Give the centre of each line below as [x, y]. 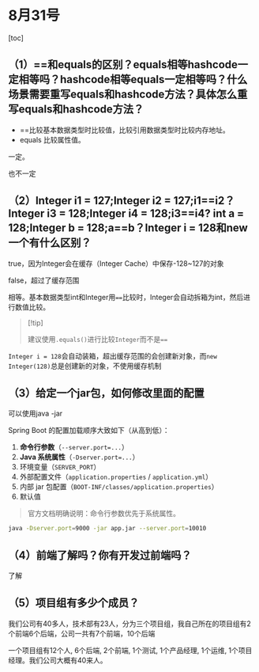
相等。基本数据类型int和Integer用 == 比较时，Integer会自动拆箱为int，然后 [126, 297]
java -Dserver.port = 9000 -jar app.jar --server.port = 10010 [107, 529]
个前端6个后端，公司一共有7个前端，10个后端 [82, 633]
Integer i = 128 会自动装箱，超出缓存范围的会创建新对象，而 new [113, 355]
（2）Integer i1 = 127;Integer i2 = [90, 201]
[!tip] [35, 323]
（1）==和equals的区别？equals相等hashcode [123, 65]
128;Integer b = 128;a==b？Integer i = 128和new [128, 228]
